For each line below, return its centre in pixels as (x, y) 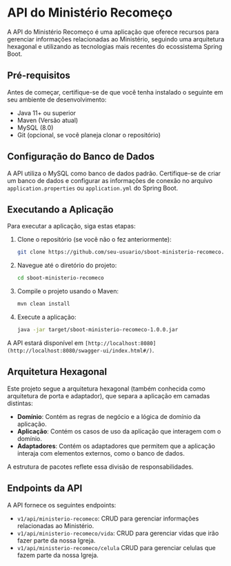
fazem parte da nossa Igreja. (58, 555)
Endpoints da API (45, 488)
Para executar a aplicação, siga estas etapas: (71, 226)
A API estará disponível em (46, 342)
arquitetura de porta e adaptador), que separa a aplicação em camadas (109, 396)
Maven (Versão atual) (48, 120)
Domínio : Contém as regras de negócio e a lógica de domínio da (109, 416)
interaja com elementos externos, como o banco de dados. (101, 453)
